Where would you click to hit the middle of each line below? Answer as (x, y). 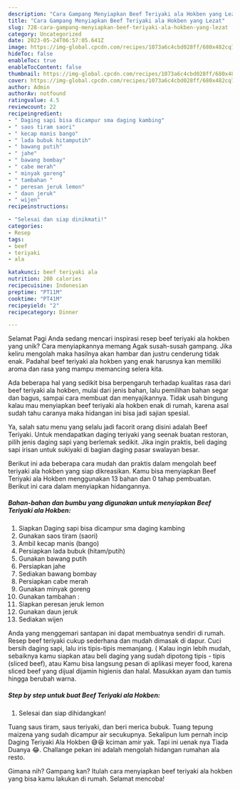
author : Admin (29, 87)
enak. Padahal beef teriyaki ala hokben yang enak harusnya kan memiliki (115, 361)
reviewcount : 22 (32, 107)
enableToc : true (32, 61)
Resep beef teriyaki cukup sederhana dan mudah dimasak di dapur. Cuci (115, 641)
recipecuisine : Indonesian (48, 286)
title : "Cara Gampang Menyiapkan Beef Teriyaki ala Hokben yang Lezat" (116, 21)
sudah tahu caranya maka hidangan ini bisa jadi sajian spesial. (99, 413)
